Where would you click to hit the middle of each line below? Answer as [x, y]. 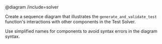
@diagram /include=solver [32, 7]
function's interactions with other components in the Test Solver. [70, 22]
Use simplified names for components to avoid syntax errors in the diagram [81, 31]
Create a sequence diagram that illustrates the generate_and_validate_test [81, 16]
